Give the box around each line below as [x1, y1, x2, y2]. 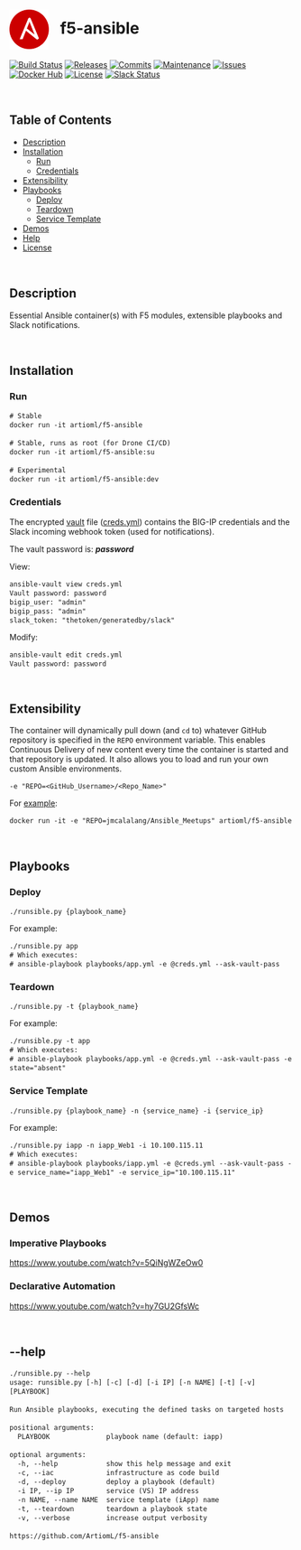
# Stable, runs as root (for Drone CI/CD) [9, 439, 171, 448]
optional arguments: [9, 1451, 87, 1460]
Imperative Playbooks [9, 1237, 107, 1249]
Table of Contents [9, 113, 113, 128]
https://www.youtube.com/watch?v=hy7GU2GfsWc [9, 1301, 200, 1312]
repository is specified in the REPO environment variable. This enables [9, 734, 266, 745]
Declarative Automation [9, 1280, 115, 1293]
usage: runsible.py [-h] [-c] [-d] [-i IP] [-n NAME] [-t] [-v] [9, 1378, 256, 1387]
